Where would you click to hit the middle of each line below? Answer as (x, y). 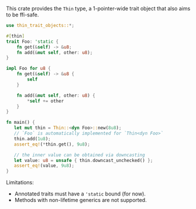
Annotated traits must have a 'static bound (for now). (80, 194)
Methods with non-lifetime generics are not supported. (81, 200)
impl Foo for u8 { (28, 69)
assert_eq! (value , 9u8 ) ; (44, 166)
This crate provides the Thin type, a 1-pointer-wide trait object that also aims (98, 9)
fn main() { (20, 123)
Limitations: (20, 183)
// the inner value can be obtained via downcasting (79, 155)
